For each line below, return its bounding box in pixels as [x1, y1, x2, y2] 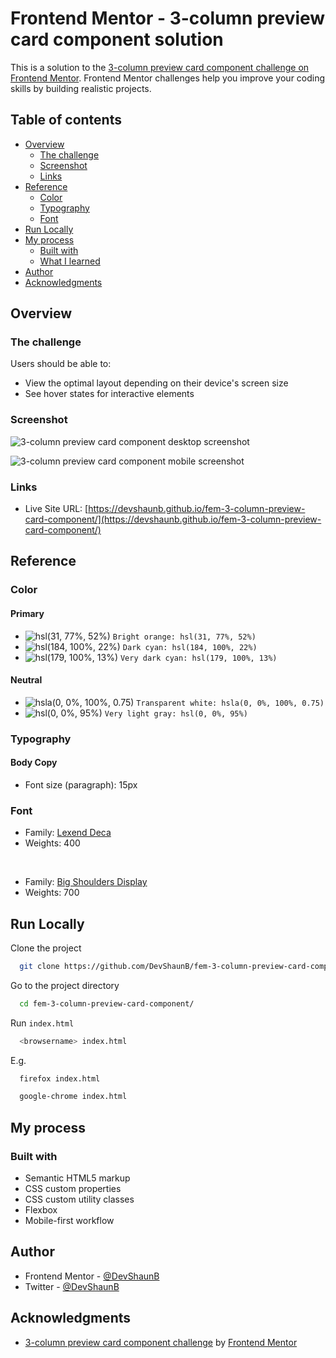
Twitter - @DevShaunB [24, 1280, 120, 1292]
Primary [10, 607, 45, 619]
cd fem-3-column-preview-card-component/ [19, 998, 195, 1009]
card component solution [10, 28, 224, 51]
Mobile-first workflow [24, 1215, 115, 1227]
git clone [19, 961, 60, 971]
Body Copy [10, 757, 58, 769]
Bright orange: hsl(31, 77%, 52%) [112, 632, 257, 642]
